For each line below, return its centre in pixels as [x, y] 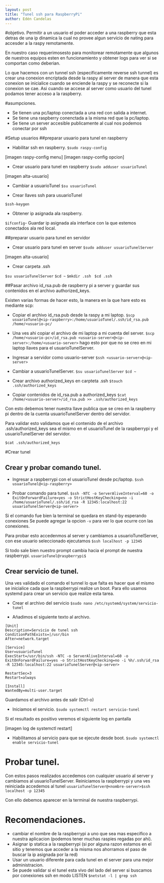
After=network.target [27, 639]
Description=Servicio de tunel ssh [41, 630]
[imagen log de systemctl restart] [39, 728]
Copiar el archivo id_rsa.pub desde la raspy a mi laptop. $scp [73, 315]
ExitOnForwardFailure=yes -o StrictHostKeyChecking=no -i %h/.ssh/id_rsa [82, 660]
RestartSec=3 [18, 673]
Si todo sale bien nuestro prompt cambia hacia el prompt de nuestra [74, 551]
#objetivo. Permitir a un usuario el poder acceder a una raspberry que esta [81, 33]
